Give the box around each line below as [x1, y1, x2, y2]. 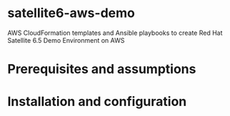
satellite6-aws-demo [7, 5, 136, 21]
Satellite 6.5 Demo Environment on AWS [7, 36, 125, 44]
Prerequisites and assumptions [7, 61, 196, 78]
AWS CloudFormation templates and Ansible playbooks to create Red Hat [7, 28, 223, 37]
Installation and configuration [7, 94, 187, 110]
